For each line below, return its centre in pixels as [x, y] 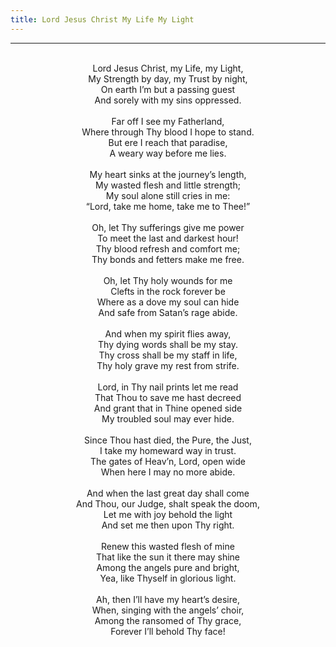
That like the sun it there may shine [168, 557]
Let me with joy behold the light [168, 514]
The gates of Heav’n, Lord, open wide [168, 461]
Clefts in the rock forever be [168, 291]
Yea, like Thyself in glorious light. [168, 578]
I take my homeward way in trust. [168, 450]
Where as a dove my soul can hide [168, 302]
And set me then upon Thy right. [168, 525]
